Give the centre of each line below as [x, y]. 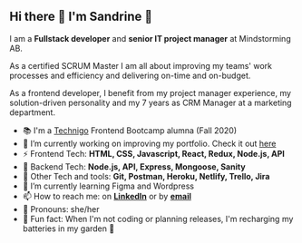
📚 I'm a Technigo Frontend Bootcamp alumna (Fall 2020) [130, 130]
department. [33, 112]
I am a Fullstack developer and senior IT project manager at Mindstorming [151, 38]
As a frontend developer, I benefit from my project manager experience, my [151, 92]
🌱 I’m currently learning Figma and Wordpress [108, 186]
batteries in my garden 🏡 [68, 228]
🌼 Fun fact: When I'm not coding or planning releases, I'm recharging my [158, 219]
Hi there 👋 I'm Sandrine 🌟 [81, 17]
